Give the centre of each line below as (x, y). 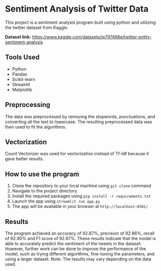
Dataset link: (18, 37)
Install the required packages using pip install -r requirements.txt (81, 196)
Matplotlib (22, 89)
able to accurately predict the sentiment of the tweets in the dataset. (73, 244)
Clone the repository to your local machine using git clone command (81, 186)
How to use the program (42, 174)
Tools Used (22, 57)
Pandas (20, 74)
